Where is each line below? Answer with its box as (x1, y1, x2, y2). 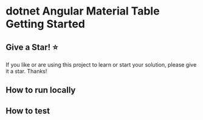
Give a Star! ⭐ (5, 42, 58, 52)
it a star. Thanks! (5, 68, 47, 75)
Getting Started (5, 17, 86, 31)
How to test (5, 105, 50, 116)
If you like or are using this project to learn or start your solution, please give (5, 61, 197, 68)
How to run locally (5, 85, 76, 95)
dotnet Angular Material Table (5, 4, 160, 18)
